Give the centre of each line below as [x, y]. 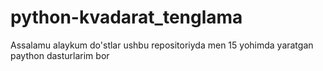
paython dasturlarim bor [60, 55]
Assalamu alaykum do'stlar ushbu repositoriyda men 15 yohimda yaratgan [162, 45]
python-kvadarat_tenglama [126, 17]
